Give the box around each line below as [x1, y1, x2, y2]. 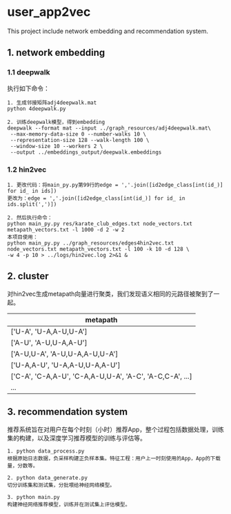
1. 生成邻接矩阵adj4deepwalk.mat [7, 99, 97, 106]
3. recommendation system [7, 406, 128, 418]
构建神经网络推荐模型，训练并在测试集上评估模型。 [7, 501, 131, 508]
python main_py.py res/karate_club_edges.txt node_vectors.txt [7, 220, 193, 227]
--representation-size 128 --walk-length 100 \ [10, 136, 150, 143]
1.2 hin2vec [7, 165, 47, 174]
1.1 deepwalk [7, 68, 50, 77]
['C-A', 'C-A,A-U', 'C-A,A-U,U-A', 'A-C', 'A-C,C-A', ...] [10, 371, 192, 381]
